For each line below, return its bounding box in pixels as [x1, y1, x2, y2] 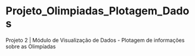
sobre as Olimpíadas [5, 43, 56, 50]
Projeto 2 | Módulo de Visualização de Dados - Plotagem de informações [5, 36, 185, 43]
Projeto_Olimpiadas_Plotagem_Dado [5, 4, 190, 18]
